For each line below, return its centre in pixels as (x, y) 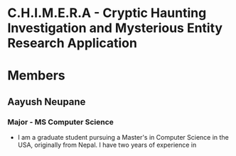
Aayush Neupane (47, 102)
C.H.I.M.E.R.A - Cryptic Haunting (107, 13)
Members (36, 76)
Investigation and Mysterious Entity (115, 28)
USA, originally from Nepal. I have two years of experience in (107, 145)
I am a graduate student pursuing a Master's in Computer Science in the (123, 138)
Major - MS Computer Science (60, 122)
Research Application (72, 43)
